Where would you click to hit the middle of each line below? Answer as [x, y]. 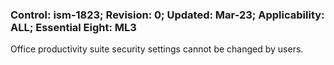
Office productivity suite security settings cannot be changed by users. [157, 49]
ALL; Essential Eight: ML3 [73, 27]
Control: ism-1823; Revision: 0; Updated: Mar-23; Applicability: [167, 15]
